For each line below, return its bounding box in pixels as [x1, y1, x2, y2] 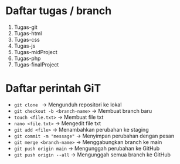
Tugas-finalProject [13, 61, 59, 68]
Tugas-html [13, 29, 42, 36]
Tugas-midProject [13, 48, 58, 55]
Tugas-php [13, 55, 41, 62]
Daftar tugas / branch [5, 4, 112, 18]
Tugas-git [13, 24, 38, 31]
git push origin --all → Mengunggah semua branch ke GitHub [13, 151, 171, 158]
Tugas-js [13, 42, 36, 49]
